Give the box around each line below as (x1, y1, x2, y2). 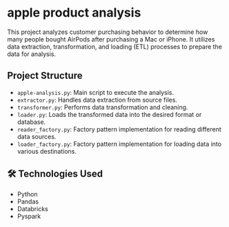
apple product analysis (7, 5, 141, 21)
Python (17, 190, 38, 198)
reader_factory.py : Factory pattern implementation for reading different (17, 125, 222, 133)
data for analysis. (7, 50, 57, 58)
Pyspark (17, 212, 41, 220)
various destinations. (17, 147, 77, 155)
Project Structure (7, 70, 83, 82)
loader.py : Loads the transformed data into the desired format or (17, 110, 202, 118)
